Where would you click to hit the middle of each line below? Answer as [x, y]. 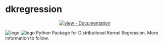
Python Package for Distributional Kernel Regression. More [97, 32]
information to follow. [27, 38]
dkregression [34, 9]
